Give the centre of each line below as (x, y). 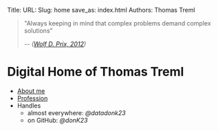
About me (31, 91)
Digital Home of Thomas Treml (96, 72)
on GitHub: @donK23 (57, 120)
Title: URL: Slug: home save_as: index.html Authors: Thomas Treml (101, 10)
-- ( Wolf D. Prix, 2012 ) (55, 44)
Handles (29, 105)
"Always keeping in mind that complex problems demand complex (117, 23)
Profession (32, 98)
